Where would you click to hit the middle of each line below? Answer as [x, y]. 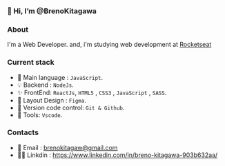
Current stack [31, 63]
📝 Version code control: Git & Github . [71, 107]
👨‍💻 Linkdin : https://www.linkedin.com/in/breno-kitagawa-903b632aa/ [117, 155]
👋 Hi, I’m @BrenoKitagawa [52, 11]
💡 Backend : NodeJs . [45, 85]
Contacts [23, 132]
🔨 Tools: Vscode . [40, 115]
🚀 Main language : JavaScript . [60, 77]
